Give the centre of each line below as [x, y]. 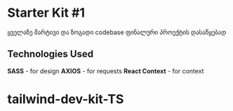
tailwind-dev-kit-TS [66, 99]
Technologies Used [50, 54]
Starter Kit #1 [46, 13]
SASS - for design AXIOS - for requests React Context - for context [106, 71]
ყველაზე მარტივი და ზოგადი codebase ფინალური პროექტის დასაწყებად [117, 32]
